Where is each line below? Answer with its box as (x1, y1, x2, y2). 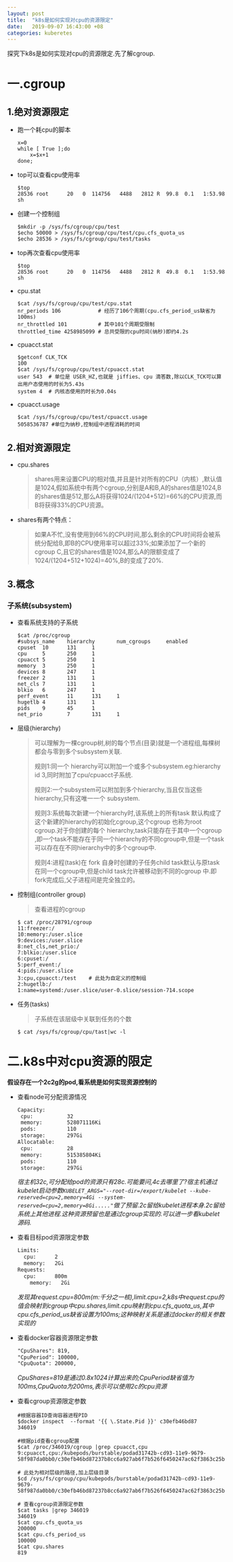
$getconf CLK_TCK (17, 354, 68, 361)
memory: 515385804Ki (20, 1152, 102, 1159)
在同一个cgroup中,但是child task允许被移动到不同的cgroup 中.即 (34, 867, 217, 875)
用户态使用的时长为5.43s (22, 381, 85, 388)
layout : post (7, 10, 45, 17)
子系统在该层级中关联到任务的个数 (34, 1014, 132, 1023)
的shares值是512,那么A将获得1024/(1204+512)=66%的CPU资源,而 (34, 492, 223, 501)
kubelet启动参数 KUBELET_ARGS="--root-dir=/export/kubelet (17, 1186, 187, 1195)
